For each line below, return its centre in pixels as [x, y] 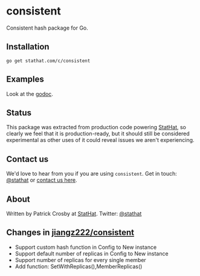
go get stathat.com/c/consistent [48, 61]
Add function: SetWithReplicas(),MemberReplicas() [79, 266]
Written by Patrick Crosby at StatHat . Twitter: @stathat [74, 213]
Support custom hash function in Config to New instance [86, 247]
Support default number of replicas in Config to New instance [92, 253]
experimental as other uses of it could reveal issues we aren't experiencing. [100, 140]
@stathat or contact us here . [42, 180]
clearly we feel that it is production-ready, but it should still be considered [98, 133]
